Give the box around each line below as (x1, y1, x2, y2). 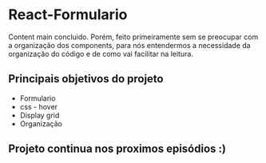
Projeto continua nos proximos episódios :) (8, 142, 226, 156)
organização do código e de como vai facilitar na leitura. (8, 49, 194, 58)
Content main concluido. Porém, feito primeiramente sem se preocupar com (8, 32, 259, 42)
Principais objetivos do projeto (8, 72, 164, 85)
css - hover (19, 101, 58, 111)
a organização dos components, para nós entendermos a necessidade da (8, 40, 251, 50)
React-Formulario (8, 6, 128, 24)
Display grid (19, 110, 60, 120)
